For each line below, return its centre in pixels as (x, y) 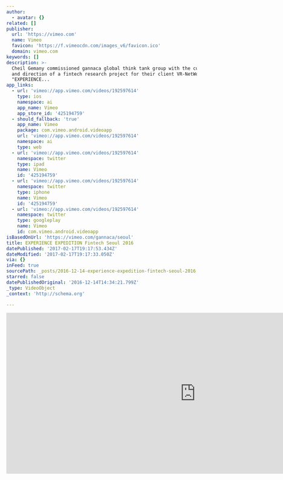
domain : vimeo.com (35, 52)
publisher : (20, 29)
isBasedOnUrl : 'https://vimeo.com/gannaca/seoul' (70, 237)
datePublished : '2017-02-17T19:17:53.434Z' (62, 248)
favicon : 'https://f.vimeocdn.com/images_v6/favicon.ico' (86, 46)
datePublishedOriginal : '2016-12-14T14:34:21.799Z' (73, 282)
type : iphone (34, 192)
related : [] (21, 23)
